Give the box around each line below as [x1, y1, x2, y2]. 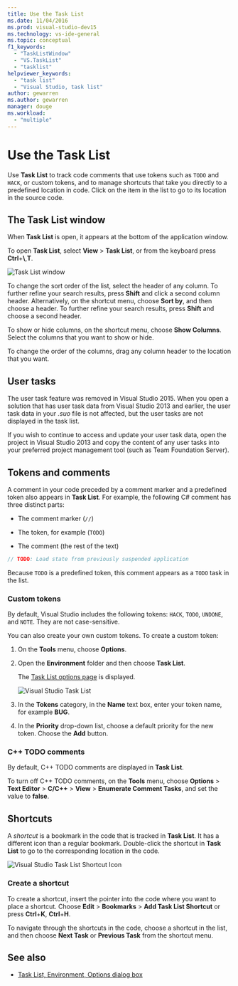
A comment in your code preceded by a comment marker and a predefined [7, 486, 227, 493]
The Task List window [7, 214, 106, 226]
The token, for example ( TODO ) [17, 528, 105, 536]
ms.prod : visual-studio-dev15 [7, 23, 97, 31]
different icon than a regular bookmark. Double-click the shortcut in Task [7, 839, 222, 848]
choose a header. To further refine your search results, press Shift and [7, 304, 215, 313]
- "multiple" [13, 116, 53, 123]
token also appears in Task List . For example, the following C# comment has [7, 493, 232, 501]
